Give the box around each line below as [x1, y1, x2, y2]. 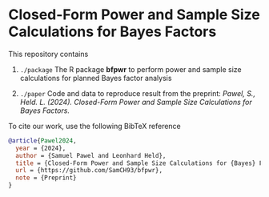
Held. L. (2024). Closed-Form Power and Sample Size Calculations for [19, 97, 252, 107]
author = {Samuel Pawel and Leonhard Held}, [15, 151, 167, 159]
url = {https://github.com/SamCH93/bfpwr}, [15, 167, 163, 175]
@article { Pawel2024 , [8, 136, 78, 145]
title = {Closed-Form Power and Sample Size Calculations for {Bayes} [15, 159, 256, 167]
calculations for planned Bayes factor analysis [19, 73, 172, 82]
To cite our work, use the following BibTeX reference [8, 121, 182, 131]
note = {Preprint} [15, 174, 78, 182]
